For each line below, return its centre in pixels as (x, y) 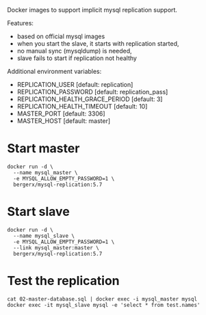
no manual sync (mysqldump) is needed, (74, 51)
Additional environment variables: (54, 71)
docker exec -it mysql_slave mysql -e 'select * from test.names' (104, 305)
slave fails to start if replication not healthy (77, 58)
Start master (43, 149)
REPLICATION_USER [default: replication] (75, 84)
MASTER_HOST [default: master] (64, 121)
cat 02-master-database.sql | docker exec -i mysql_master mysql (102, 299)
